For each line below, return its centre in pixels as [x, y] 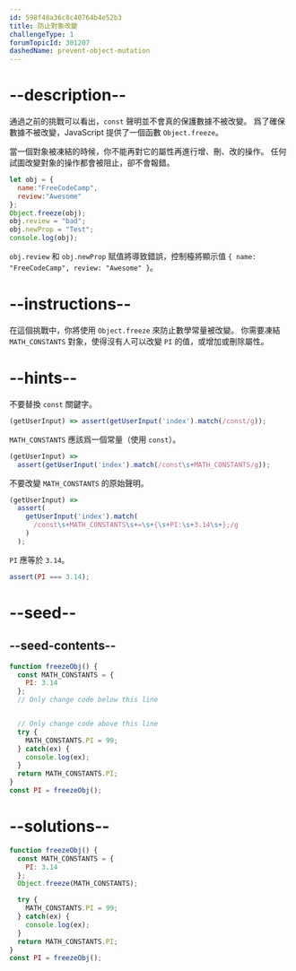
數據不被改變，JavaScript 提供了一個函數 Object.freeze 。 [117, 133]
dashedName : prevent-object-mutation [80, 51]
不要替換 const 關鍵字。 [53, 403]
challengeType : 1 [42, 34]
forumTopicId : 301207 [50, 43]
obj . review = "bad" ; [48, 221]
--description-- [68, 95]
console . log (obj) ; [44, 238]
